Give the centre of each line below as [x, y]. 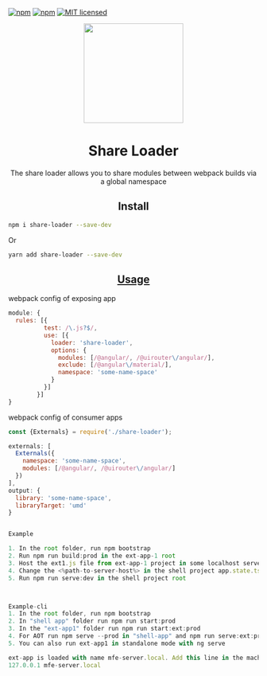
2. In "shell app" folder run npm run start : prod [92, 621]
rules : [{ [31, 321]
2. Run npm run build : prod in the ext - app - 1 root [92, 556]
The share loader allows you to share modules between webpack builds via [133, 173]
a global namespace [133, 181]
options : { [69, 350]
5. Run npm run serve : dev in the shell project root [97, 578]
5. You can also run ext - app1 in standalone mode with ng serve [117, 643]
